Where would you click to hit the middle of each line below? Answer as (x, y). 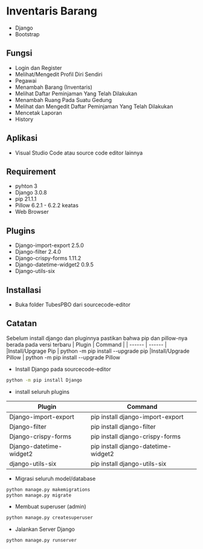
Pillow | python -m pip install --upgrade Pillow (63, 357)
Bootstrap (27, 34)
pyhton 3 (26, 186)
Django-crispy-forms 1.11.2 (48, 258)
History (24, 119)
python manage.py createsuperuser (50, 518)
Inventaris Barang (52, 11)
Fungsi (19, 53)
